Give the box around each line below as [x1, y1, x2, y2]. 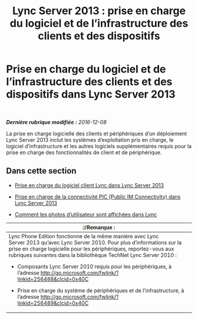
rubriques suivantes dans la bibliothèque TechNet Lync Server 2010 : [8, 251, 177, 258]
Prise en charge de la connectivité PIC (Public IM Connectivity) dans [14, 193, 181, 200]
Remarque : [86, 224, 115, 231]
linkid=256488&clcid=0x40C [17, 275, 89, 282]
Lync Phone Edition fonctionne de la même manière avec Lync [8, 232, 159, 240]
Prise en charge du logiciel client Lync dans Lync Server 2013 [14, 181, 164, 188]
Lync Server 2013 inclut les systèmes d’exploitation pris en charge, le [6, 136, 174, 143]
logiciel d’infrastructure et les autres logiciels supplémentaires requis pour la [6, 142, 192, 149]
